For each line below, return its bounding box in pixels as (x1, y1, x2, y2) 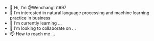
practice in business (9, 15, 51, 20)
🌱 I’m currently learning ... (9, 20, 62, 26)
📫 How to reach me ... (9, 31, 55, 37)
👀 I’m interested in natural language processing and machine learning (9, 10, 150, 16)
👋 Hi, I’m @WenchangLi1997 (9, 5, 67, 10)
